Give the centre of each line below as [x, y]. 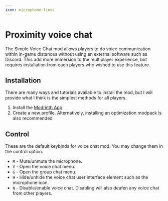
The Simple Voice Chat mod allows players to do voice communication [78, 49]
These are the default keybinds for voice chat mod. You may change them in [84, 146]
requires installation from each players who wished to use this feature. [78, 65]
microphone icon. [31, 183]
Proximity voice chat [49, 34]
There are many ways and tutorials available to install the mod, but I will [79, 92]
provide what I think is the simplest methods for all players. [66, 98]
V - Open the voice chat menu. [44, 167]
